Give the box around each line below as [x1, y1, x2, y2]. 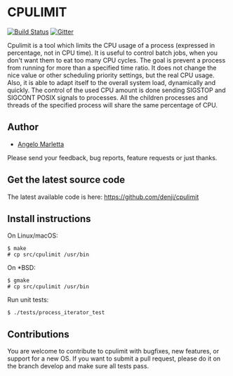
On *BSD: [7, 264, 36, 272]
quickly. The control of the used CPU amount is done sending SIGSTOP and [7, 86, 226, 94]
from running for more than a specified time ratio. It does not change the [7, 63, 217, 72]
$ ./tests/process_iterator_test [7, 309, 105, 316]
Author [7, 121, 39, 134]
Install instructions [7, 212, 91, 225]
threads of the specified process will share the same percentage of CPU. [7, 101, 218, 109]
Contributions [7, 328, 69, 340]
